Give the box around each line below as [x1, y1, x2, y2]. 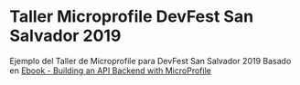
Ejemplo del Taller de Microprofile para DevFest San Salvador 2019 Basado [9, 55, 292, 66]
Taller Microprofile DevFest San [9, 6, 254, 27]
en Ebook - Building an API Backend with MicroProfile [9, 65, 212, 76]
